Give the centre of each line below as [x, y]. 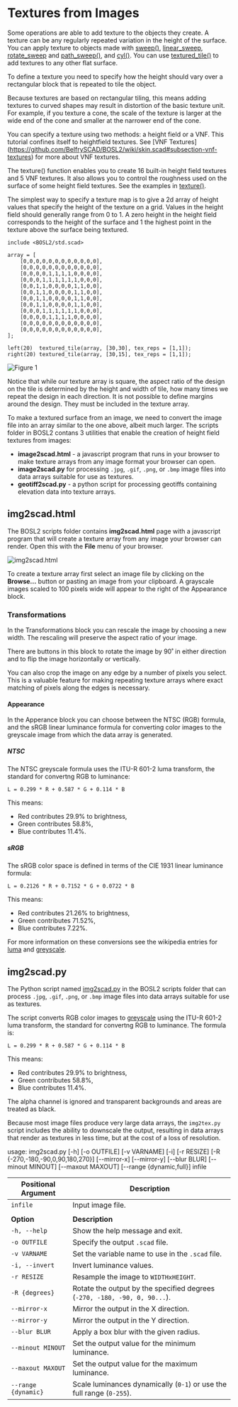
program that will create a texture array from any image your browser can [114, 539]
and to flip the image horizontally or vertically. [74, 659]
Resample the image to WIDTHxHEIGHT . [134, 1277]
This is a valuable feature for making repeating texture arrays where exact [115, 680]
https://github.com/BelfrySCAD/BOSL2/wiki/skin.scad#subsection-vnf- [113, 149]
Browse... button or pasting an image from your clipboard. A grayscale [111, 581]
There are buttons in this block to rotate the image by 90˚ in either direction [117, 651]
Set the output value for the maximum [135, 1364]
